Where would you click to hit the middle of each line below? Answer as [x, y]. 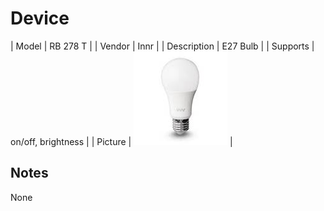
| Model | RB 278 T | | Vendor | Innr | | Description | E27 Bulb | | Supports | [162, 46]
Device [40, 18]
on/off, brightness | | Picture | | [121, 141]
